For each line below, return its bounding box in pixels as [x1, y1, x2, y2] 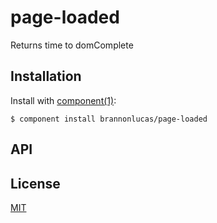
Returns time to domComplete [10, 39, 134, 51]
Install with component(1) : [10, 94, 117, 106]
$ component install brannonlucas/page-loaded [10, 114, 208, 124]
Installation [10, 68, 82, 85]
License [10, 175, 61, 192]
